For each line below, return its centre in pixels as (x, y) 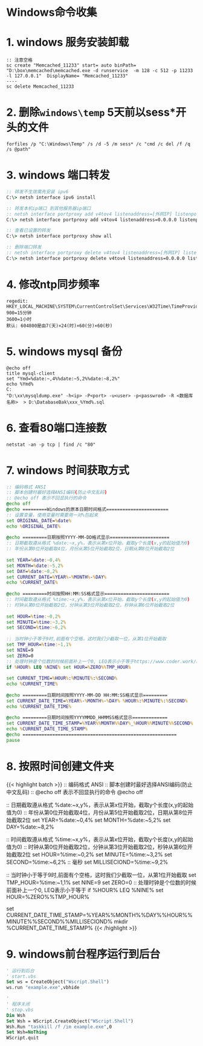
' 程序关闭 (18, 1004)
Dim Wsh (16, 1015)
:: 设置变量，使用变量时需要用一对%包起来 (52, 515)
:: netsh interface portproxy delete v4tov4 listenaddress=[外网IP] (93, 253)
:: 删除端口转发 (24, 247)
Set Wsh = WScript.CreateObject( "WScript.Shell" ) (70, 1021)
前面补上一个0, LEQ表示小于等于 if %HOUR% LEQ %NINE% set (85, 890)
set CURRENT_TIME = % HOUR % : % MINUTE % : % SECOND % (62, 678)
